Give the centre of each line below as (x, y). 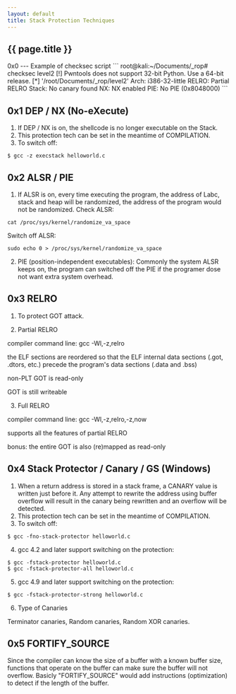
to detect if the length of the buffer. (58, 683)
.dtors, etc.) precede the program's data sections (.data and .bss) (102, 364)
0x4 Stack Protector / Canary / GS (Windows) (109, 469)
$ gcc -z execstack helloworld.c (56, 156)
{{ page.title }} (40, 49)
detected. (31, 508)
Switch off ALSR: (32, 235)
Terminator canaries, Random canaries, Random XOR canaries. (99, 621)
